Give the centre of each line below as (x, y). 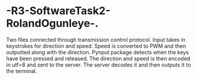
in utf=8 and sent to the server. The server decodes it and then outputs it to (99, 65)
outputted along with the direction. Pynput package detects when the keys (98, 52)
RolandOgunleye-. (52, 23)
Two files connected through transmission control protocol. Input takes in (96, 39)
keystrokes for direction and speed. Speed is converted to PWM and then (96, 46)
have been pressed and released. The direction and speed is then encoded (98, 58)
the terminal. (22, 71)
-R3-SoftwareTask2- (58, 11)
